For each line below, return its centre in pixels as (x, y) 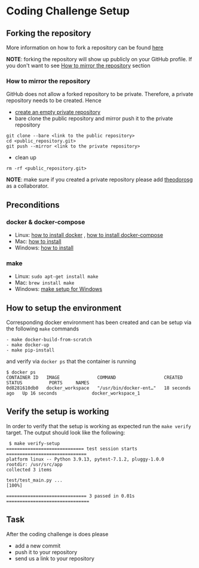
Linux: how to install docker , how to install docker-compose (89, 235)
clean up (26, 158)
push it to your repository (46, 552)
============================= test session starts (72, 449)
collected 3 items (29, 470)
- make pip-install (30, 350)
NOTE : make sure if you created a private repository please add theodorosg (99, 180)
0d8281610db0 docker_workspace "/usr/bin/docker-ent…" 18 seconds (99, 388)
